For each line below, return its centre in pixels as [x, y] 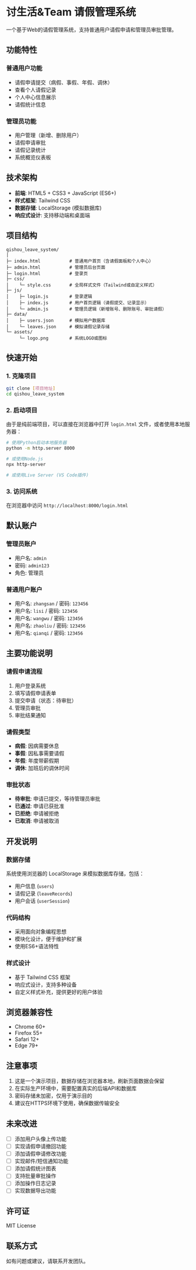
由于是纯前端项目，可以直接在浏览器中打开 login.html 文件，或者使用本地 [96, 424]
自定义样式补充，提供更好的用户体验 [59, 992]
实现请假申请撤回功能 [40, 1146]
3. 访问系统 [22, 491]
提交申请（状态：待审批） [46, 700]
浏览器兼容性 [29, 1012]
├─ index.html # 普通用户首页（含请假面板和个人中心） [80, 261]
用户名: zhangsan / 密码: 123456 [51, 603]
